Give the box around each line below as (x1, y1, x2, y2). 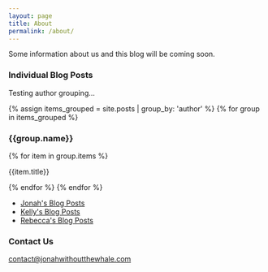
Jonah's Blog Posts (19, 198, 85, 208)
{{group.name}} (8, 132, 74, 144)
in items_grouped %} (8, 112, 79, 122)
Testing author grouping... (8, 88, 96, 97)
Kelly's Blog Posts (19, 206, 81, 216)
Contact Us (8, 235, 54, 247)
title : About (8, 19, 53, 28)
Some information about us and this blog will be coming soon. (8, 50, 215, 59)
